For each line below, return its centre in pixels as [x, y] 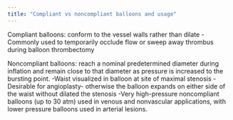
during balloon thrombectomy [51, 49]
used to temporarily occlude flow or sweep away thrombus [127, 42]
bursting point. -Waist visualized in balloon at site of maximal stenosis [109, 79]
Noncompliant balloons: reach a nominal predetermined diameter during [113, 63]
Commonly [24, 42]
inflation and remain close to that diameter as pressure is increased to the [115, 71]
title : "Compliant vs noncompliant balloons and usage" [92, 14]
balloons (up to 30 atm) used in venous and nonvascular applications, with [117, 101]
